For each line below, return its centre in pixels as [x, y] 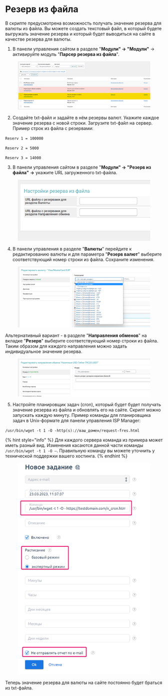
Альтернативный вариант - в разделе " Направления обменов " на [76, 335]
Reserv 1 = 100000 [24, 138]
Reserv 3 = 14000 [23, 158]
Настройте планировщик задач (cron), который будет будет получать [87, 404]
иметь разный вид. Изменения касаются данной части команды [74, 445]
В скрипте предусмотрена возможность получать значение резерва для [83, 23]
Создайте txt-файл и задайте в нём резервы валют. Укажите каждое [85, 118]
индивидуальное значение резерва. [44, 351]
